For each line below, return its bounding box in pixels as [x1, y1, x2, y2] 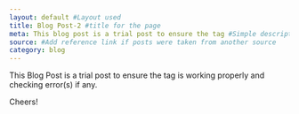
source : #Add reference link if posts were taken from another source [9, 37, 277, 47]
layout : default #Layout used [9, 12, 122, 22]
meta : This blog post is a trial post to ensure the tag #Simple [9, 29, 256, 38]
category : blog [9, 46, 66, 55]
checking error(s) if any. [9, 80, 98, 90]
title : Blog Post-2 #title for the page [9, 21, 162, 30]
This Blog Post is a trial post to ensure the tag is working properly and [9, 70, 265, 80]
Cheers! [9, 96, 38, 107]
